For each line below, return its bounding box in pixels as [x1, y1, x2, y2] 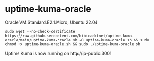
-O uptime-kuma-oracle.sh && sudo [79, 38, 150, 42]
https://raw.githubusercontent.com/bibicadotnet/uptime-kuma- [5, 33, 134, 38]
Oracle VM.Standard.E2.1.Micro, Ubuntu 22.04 [5, 20, 98, 25]
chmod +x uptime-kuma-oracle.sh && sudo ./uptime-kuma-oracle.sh [5, 41, 140, 47]
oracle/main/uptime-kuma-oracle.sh [5, 38, 77, 42]
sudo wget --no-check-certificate [5, 29, 76, 34]
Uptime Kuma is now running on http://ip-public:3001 [5, 50, 112, 56]
